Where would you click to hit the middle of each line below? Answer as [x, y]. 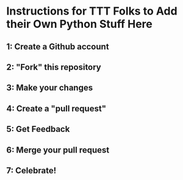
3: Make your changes [50, 88]
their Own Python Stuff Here [79, 24]
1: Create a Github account [58, 47]
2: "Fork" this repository [54, 67]
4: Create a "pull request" [56, 109]
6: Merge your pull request [58, 150]
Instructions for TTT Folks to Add [92, 11]
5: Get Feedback [38, 129]
